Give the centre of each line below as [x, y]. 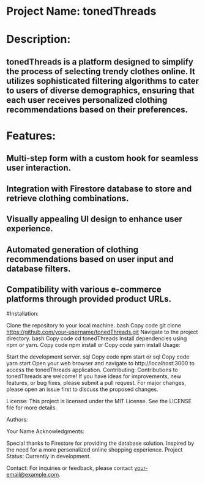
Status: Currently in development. [49, 456]
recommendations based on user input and [90, 259]
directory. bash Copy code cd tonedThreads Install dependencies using [97, 338]
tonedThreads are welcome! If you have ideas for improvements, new [94, 376]
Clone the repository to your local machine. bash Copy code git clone [94, 326]
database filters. [39, 268]
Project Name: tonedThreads [81, 11]
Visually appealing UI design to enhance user [94, 219]
